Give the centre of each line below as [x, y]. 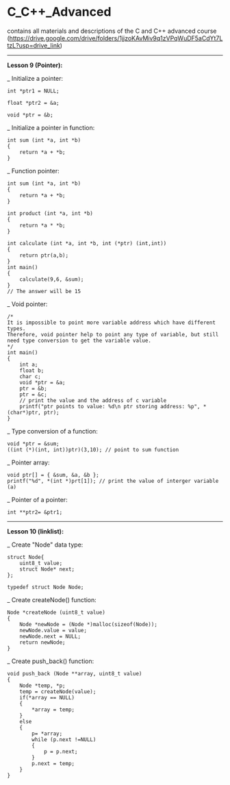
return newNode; [43, 642]
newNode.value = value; [53, 630]
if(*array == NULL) [47, 697]
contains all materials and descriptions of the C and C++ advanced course [112, 31]
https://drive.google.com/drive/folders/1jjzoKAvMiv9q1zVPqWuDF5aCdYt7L [116, 38]
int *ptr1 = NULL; [33, 91]
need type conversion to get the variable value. [79, 340]
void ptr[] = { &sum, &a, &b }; [53, 475]
